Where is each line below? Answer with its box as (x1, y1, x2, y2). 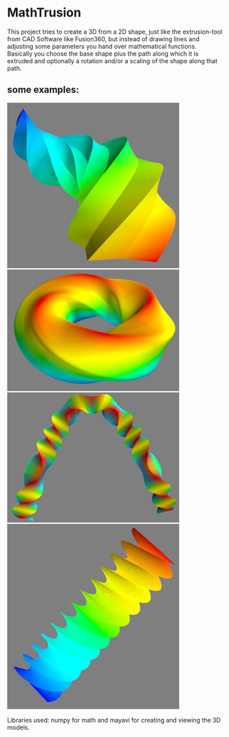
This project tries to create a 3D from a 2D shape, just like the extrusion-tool (7, 27, 223, 36)
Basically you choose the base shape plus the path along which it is (7, 49, 199, 58)
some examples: (7, 84, 80, 96)
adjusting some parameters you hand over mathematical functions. (7, 42, 197, 50)
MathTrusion (7, 5, 81, 21)
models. (7, 723, 30, 731)
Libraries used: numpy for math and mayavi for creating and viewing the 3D (7, 716, 221, 724)
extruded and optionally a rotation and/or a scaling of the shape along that (7, 56, 218, 65)
